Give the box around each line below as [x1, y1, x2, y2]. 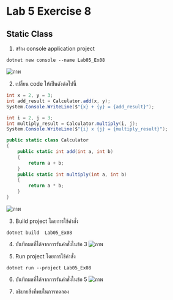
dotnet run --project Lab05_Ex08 [6, 264, 92, 271]
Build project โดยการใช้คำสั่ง [15, 217, 79, 225]
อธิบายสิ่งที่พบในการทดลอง [15, 288, 69, 295]
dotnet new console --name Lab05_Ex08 [6, 57, 105, 63]
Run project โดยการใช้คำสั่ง [15, 252, 76, 260]
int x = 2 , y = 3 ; [6, 92, 53, 99]
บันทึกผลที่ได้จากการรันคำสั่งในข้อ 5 [15, 276, 87, 283]
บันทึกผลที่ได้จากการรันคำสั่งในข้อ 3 [15, 240, 87, 247]
